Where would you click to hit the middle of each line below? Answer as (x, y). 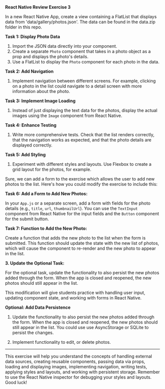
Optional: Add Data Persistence (38, 307)
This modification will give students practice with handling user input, (75, 293)
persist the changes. (33, 332)
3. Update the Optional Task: (35, 263)
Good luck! (16, 382)
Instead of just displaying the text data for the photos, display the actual (85, 110)
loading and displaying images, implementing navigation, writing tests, (76, 367)
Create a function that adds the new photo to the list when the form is (75, 238)
